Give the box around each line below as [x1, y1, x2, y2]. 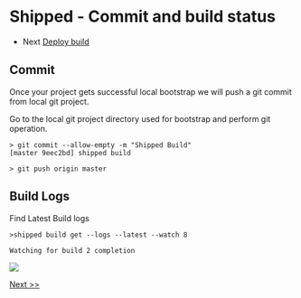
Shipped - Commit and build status [9, 6, 277, 27]
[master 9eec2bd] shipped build [9, 148, 131, 157]
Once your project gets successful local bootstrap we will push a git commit [9, 86, 292, 97]
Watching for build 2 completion [9, 246, 136, 255]
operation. [9, 123, 48, 134]
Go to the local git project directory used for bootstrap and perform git [9, 113, 271, 124]
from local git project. [9, 96, 89, 107]
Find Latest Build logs [9, 212, 90, 223]
